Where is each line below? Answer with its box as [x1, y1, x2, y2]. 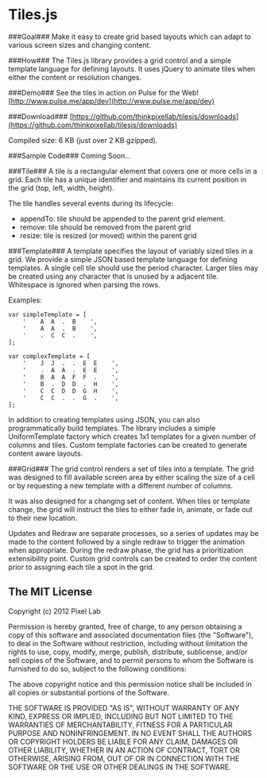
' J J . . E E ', [22, 359, 119, 367]
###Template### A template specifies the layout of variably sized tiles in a [8, 246, 253, 256]
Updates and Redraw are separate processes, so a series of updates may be [8, 528, 259, 537]
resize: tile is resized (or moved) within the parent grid [19, 230, 197, 240]
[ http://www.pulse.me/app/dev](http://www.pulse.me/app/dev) [8, 96, 215, 106]
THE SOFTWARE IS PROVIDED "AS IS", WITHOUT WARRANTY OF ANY [8, 703, 240, 712]
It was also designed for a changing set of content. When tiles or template [8, 496, 250, 506]
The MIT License [8, 585, 93, 599]
